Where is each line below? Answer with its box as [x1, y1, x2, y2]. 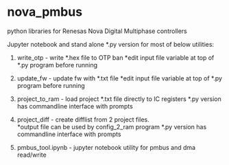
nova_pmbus [7, 4, 83, 20]
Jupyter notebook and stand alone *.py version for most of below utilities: [7, 40, 215, 48]
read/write [16, 151, 47, 159]
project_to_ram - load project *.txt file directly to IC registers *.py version [16, 94, 221, 103]
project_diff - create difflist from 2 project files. [16, 115, 149, 124]
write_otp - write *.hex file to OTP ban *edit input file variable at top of [16, 53, 215, 62]
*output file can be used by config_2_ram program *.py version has [16, 122, 207, 131]
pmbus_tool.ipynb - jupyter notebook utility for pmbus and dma [16, 143, 196, 151]
